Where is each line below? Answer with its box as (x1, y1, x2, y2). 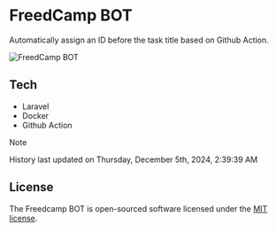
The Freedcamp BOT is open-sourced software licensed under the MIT (9, 203, 268, 213)
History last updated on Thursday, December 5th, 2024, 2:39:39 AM (9, 154, 258, 165)
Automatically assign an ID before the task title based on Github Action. (9, 35, 269, 45)
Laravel (21, 101, 50, 112)
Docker (21, 110, 50, 120)
